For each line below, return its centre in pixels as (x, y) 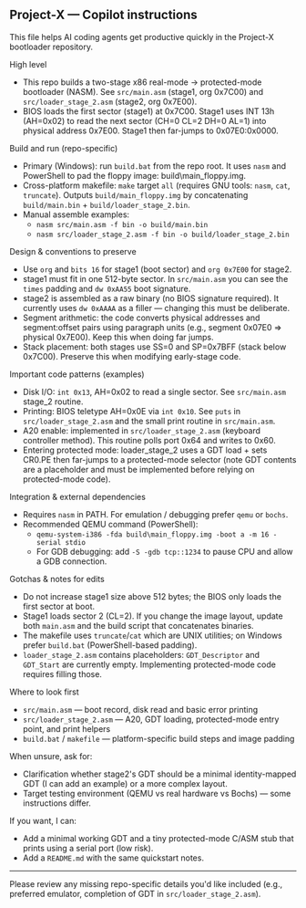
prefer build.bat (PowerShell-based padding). (110, 645)
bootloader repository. (51, 47)
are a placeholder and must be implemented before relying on (138, 469)
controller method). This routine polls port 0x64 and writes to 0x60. (149, 440)
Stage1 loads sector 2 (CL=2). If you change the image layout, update (153, 616)
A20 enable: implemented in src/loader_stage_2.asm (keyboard (142, 430)
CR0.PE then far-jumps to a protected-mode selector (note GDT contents (159, 459)
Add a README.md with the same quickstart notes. (113, 858)
